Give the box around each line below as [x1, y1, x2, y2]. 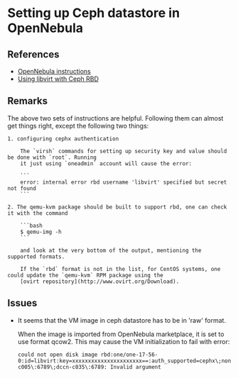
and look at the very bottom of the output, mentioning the [20, 247, 202, 254]
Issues [7, 297, 38, 309]
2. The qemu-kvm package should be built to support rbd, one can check [7, 204, 227, 211]
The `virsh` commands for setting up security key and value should [20, 148, 227, 155]
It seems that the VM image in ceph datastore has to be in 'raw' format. [17, 316, 226, 324]
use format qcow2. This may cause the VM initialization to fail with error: [17, 337, 230, 345]
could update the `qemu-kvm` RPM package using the [7, 272, 163, 279]
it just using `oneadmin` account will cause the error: [20, 160, 193, 167]
